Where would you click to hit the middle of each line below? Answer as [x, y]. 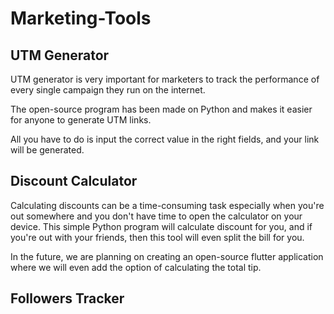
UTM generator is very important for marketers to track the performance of [165, 79]
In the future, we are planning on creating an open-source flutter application [167, 256]
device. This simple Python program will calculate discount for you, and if [161, 226]
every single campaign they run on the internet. [108, 90]
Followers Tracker [67, 298]
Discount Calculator [74, 181]
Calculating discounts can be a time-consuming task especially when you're [167, 205]
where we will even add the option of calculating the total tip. [136, 267]
